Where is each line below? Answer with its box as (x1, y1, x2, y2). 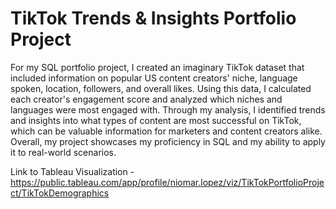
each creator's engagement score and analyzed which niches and (10, 93, 283, 105)
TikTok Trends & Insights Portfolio (10, 7, 297, 30)
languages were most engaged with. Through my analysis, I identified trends (10, 103, 326, 116)
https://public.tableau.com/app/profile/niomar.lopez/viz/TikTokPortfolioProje (10, 176, 325, 188)
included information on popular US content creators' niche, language (10, 72, 298, 84)
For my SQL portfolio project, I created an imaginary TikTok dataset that (10, 61, 305, 73)
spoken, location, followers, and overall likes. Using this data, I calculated (10, 82, 312, 94)
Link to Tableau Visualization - (10, 165, 135, 177)
